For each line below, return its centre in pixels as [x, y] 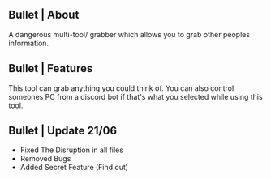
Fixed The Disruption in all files [72, 150]
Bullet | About [44, 15]
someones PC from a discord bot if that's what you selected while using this [135, 96]
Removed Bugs [45, 159]
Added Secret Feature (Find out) [74, 168]
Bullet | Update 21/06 [63, 131]
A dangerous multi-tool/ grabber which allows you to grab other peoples [129, 34]
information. [29, 43]
